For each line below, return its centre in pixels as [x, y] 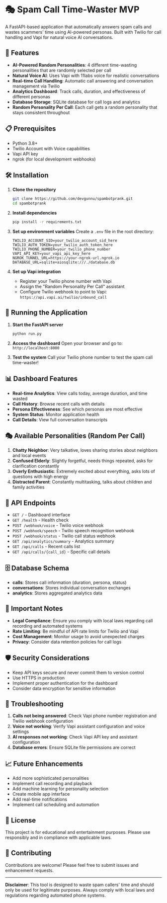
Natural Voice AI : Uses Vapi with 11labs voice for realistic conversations [86, 76]
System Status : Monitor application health [56, 414]
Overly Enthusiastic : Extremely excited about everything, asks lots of [84, 471]
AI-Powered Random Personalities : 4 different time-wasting [75, 65]
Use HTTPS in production [39, 678]
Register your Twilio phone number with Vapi [66, 281]
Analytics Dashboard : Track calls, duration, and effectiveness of [79, 91]
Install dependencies [35, 213]
